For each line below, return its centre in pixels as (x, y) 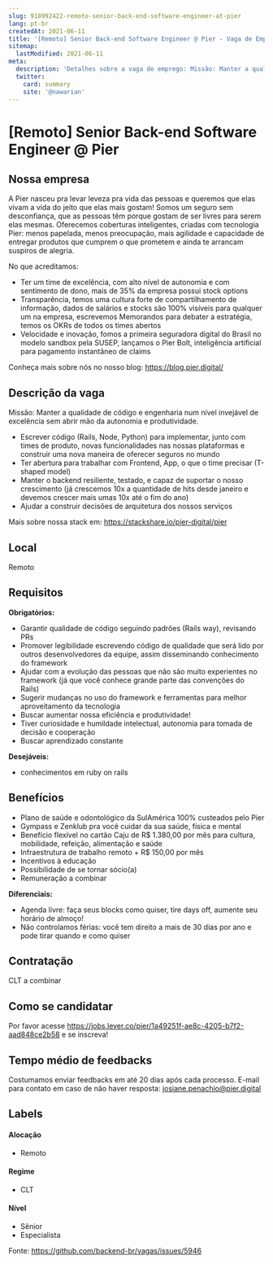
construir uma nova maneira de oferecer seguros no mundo (120, 454)
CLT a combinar (35, 981)
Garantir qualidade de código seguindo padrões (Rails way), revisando (138, 628)
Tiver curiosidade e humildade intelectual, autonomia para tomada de (136, 723)
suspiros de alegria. (41, 251)
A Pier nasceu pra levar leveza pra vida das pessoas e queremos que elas (132, 199)
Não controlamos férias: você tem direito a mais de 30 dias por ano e (136, 927)
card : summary (47, 84)
